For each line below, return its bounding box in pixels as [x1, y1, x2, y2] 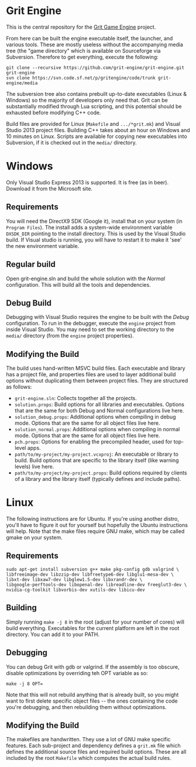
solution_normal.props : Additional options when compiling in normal [14, 426, 180, 433]
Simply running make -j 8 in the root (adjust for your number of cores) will [6, 618, 184, 625]
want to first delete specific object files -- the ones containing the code [6, 697, 178, 704]
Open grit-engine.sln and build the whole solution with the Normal [6, 275, 166, 282]
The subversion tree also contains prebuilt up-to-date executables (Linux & [6, 90, 187, 97]
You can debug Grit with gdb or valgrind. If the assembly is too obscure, [6, 663, 180, 670]
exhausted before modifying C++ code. [6, 109, 101, 116]
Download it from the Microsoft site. [6, 185, 92, 192]
